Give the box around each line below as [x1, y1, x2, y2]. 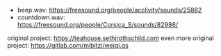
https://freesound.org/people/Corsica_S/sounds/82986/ [17, 21, 179, 28]
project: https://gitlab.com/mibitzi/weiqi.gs [7, 41, 129, 49]
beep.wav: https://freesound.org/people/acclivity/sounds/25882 [17, 6, 202, 14]
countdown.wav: [17, 13, 65, 21]
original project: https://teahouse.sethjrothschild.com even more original [7, 34, 214, 42]
